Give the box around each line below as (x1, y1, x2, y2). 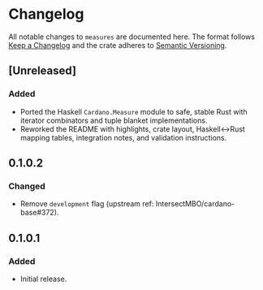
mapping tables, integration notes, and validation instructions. (19, 132, 227, 142)
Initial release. (19, 274, 67, 284)
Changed (8, 180, 46, 192)
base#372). (19, 208, 59, 218)
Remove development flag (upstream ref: (19, 199, 154, 209)
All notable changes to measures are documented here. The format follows (8, 32, 256, 41)
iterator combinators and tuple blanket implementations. (19, 115, 208, 125)
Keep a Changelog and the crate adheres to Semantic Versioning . (8, 40, 227, 50)
